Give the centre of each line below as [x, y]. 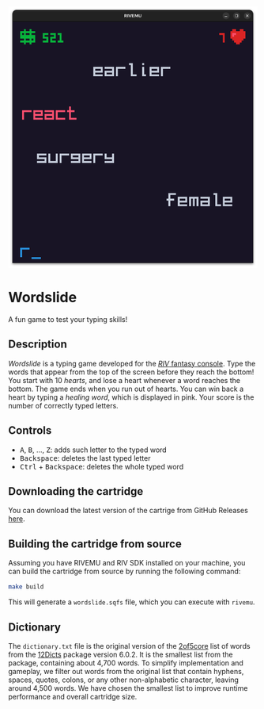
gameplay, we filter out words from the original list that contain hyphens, [126, 671]
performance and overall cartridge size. [73, 696]
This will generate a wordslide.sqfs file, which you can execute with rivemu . [132, 602]
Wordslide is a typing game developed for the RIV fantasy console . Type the [132, 363]
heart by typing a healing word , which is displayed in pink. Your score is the [131, 397]
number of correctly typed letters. [63, 405]
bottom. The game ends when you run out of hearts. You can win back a [126, 389]
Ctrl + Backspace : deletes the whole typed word [102, 466]
